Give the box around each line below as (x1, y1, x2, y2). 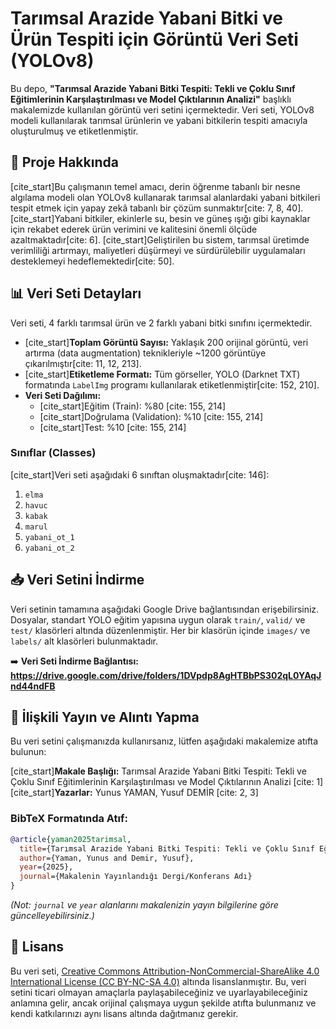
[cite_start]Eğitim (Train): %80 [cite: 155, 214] (39, 400, 227, 412)
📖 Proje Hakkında (10, 154, 119, 171)
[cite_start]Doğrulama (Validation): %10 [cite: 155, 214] (39, 410, 264, 422)
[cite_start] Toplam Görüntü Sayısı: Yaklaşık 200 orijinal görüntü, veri (24, 336, 309, 348)
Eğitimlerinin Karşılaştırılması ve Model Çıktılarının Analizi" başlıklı (10, 93, 292, 105)
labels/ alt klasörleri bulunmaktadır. (10, 635, 159, 647)
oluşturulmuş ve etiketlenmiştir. (10, 125, 139, 137)
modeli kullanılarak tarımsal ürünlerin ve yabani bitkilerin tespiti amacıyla (10, 114, 308, 126)
